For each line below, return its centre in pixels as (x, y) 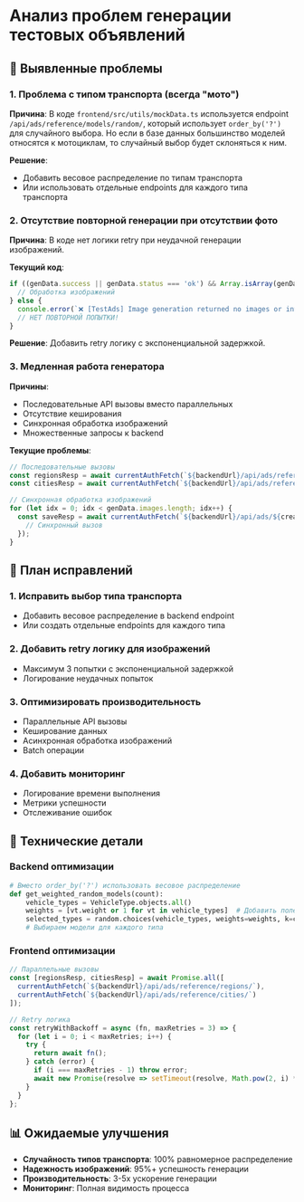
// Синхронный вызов (64, 525)
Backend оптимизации (62, 867)
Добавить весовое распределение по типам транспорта (132, 177)
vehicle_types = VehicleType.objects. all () (109, 902)
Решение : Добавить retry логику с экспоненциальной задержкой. (138, 343)
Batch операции (53, 750)
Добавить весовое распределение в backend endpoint (128, 615)
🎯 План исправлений (71, 570)
